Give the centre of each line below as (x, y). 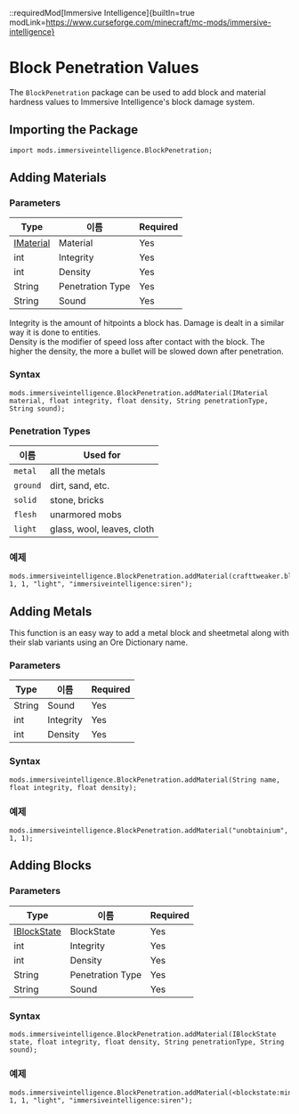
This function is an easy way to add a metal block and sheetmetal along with (149, 633)
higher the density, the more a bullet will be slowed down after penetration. (146, 352)
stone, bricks (77, 500)
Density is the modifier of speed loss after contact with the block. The (137, 342)
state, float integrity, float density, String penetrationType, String (147, 1042)
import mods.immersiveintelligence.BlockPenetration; (111, 150)
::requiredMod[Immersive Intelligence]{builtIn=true (102, 13)
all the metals (78, 471)
